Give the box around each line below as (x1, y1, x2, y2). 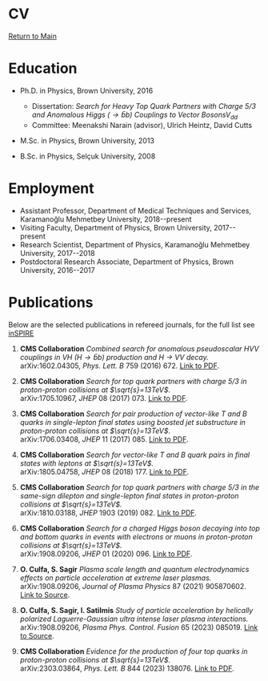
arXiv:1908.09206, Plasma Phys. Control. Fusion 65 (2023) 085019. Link (19, 622, 258, 632)
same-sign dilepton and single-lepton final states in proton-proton (19, 491, 239, 500)
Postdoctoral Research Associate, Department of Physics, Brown (19, 257, 234, 266)
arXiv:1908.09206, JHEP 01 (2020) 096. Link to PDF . (19, 549, 193, 559)
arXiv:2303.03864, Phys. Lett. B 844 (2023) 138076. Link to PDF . (19, 663, 234, 673)
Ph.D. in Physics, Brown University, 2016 (19, 86, 154, 95)
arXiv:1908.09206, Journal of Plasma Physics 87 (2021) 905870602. (19, 581, 246, 591)
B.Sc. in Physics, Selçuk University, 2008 (19, 151, 156, 161)
